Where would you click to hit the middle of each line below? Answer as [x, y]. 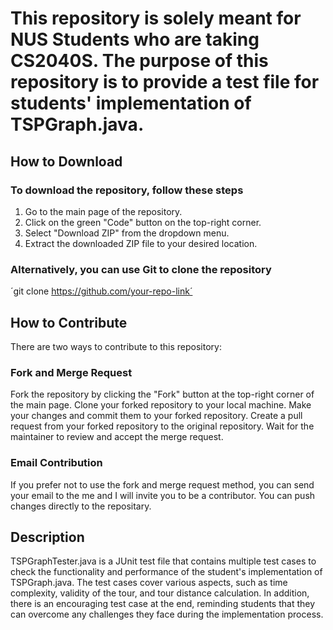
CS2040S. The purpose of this [139, 61]
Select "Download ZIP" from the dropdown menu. [127, 233]
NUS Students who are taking [135, 39]
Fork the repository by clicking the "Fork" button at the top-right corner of [162, 394]
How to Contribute [69, 322]
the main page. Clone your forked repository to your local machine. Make [161, 405]
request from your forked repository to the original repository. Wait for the [162, 426]
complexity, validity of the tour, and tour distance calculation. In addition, [160, 593]
